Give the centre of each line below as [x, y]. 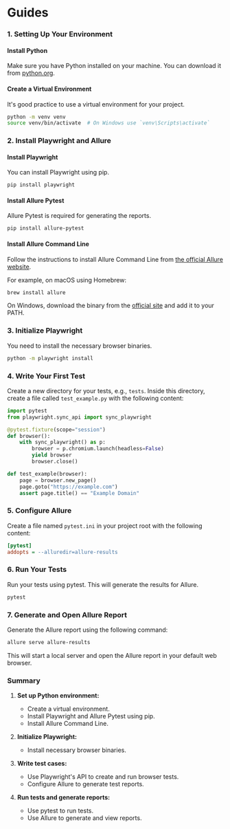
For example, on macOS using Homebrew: [67, 280]
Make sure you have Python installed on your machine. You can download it [114, 66]
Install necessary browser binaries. [77, 750]
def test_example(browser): [47, 474]
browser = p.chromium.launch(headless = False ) [98, 449]
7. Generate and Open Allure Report [67, 615]
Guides [28, 13]
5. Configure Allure [39, 511]
